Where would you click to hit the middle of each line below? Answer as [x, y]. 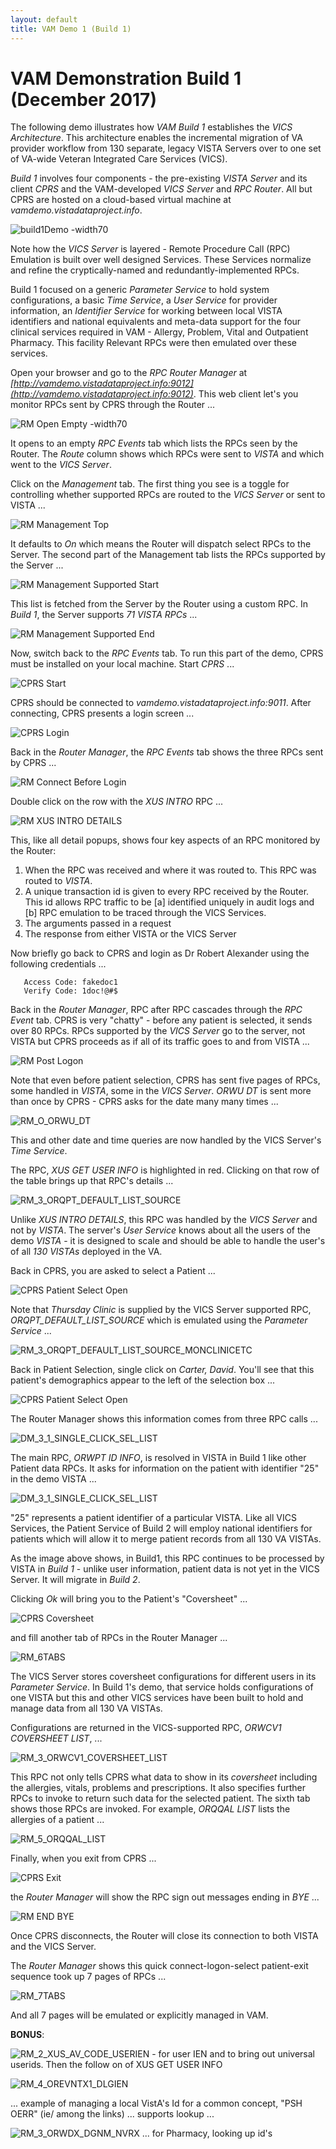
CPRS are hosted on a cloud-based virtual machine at [121, 200]
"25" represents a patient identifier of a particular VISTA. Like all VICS [153, 1518]
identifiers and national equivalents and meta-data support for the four [156, 322]
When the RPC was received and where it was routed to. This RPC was [170, 870]
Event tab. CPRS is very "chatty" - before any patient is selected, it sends [161, 1020]
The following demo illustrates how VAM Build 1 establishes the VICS [151, 127]
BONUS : [27, 2035]
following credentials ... [58, 964]
